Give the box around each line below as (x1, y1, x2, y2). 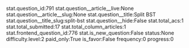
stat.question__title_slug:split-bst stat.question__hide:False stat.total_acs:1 (6, 17, 184, 24)
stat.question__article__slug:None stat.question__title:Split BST (6, 11, 156, 18)
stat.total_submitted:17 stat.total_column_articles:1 (6, 23, 126, 30)
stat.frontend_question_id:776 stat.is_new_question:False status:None (6, 29, 174, 36)
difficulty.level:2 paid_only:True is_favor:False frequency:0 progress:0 (6, 36, 174, 42)
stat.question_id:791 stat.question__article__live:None (6, 5, 134, 12)
